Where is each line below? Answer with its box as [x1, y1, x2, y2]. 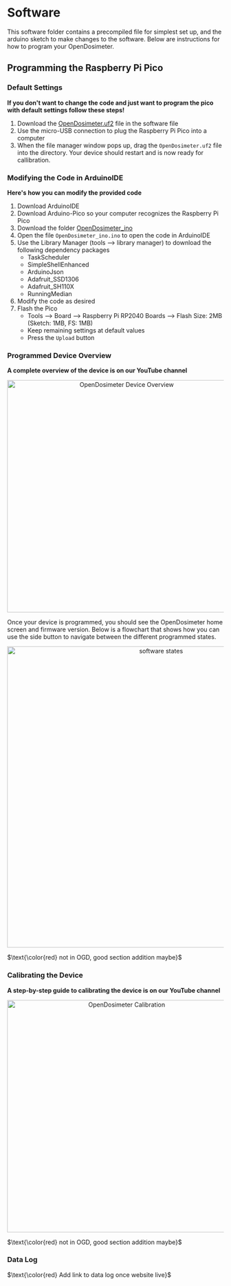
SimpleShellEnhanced [27, 260, 89, 268]
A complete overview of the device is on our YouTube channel [7, 366, 188, 375]
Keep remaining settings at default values [27, 326, 145, 335]
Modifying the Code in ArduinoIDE [7, 173, 124, 182]
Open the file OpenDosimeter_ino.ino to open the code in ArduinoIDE [16, 231, 211, 239]
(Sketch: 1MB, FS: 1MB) [27, 319, 93, 327]
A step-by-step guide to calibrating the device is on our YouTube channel [7, 986, 221, 994]
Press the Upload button [27, 333, 95, 341]
